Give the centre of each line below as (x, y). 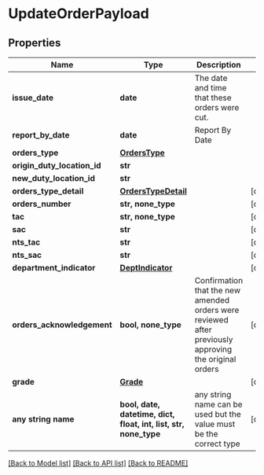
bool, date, (140, 404)
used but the (218, 414)
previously (214, 339)
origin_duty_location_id (57, 166)
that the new (218, 290)
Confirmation (219, 280)
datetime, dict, (147, 414)
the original (215, 359)
